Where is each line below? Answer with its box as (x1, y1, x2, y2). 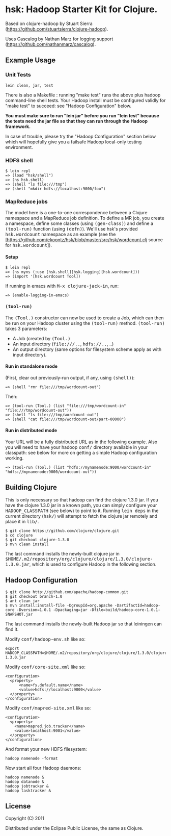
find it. (5, 626, 19, 632)
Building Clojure (5, 483, 58, 492)
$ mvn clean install (5, 542, 49, 547)
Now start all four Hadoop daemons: (5, 765, 81, 771)
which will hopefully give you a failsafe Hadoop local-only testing (5, 139, 142, 145)
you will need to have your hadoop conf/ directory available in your (5, 444, 148, 450)
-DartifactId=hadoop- (114, 603, 160, 608)
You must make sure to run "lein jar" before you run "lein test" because (5, 112, 159, 118)
